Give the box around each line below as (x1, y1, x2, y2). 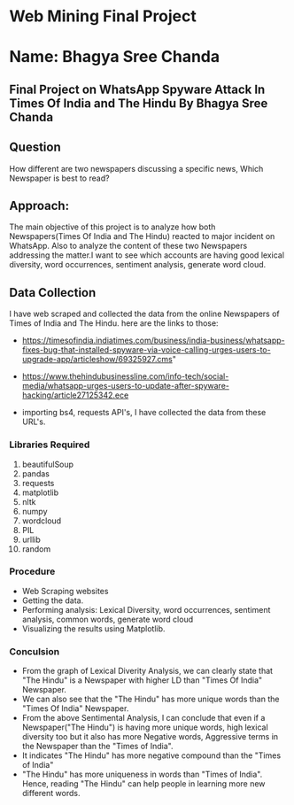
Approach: (9, 197, 69, 213)
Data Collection (9, 285, 97, 300)
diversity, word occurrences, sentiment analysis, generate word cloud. (9, 259, 267, 270)
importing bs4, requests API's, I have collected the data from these (21, 407, 267, 418)
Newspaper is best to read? (9, 173, 110, 183)
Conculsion (9, 645, 60, 657)
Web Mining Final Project (9, 6, 197, 27)
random (21, 543, 51, 554)
